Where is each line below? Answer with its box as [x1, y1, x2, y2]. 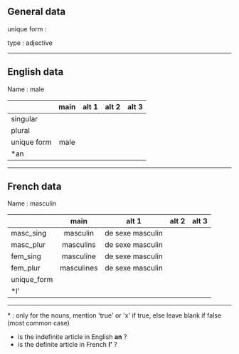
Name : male [7, 85, 45, 93]
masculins [61, 240, 96, 250]
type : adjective [7, 39, 53, 47]
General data [7, 6, 66, 18]
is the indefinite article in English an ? [17, 333, 127, 341]
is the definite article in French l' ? [17, 340, 117, 349]
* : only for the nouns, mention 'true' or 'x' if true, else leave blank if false [7, 311, 222, 320]
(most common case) [7, 319, 70, 328]
